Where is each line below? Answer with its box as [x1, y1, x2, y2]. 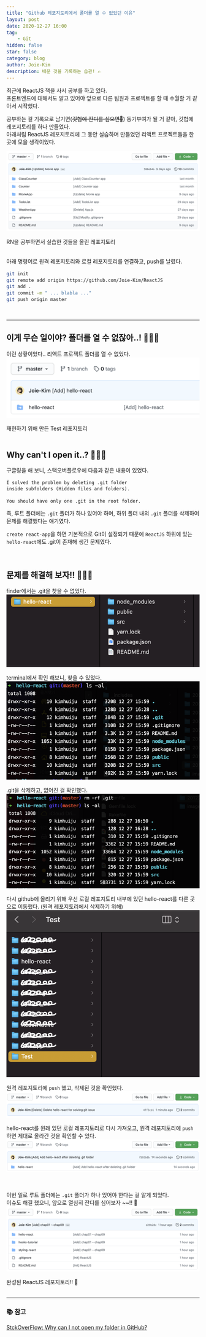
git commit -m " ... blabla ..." [6, 290, 92, 296]
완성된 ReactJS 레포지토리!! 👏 [6, 1279, 78, 1286]
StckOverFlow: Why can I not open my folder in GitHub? [6, 1324, 148, 1331]
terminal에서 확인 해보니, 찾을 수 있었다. [6, 674, 102, 681]
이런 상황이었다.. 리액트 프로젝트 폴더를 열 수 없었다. [6, 350, 131, 358]
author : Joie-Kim [6, 61, 51, 68]
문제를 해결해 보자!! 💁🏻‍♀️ [6, 570, 93, 580]
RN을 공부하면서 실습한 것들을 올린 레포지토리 [6, 238, 115, 245]
